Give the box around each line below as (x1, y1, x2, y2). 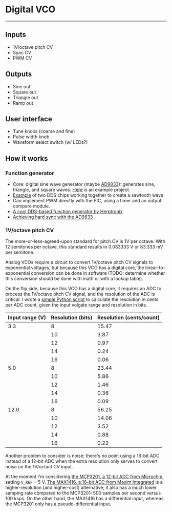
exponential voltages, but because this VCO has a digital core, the (5, 264, 144, 271)
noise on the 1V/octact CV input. (5, 464, 73, 470)
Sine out (12, 83, 31, 89)
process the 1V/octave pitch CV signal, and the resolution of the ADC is (5, 291, 155, 297)
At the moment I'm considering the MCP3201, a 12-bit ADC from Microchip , (5, 473, 164, 480)
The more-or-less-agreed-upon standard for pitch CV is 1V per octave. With (5, 238, 165, 244)
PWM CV (12, 55, 32, 61)
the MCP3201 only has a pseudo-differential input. (5, 501, 112, 507)
